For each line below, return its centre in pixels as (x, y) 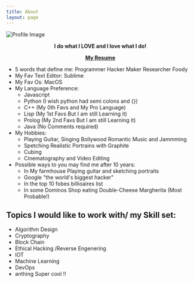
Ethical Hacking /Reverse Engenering (60, 248)
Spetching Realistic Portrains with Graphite (76, 145)
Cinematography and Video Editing (67, 158)
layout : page (22, 17)
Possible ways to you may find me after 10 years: (75, 165)
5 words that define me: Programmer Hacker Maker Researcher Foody (101, 69)
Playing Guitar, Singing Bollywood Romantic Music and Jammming (105, 139)
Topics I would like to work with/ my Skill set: (91, 215)
